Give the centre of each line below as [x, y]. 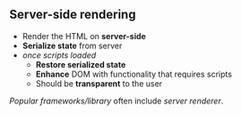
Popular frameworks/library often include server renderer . [116, 101]
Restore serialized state [81, 64]
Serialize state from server [72, 45]
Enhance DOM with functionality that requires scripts [134, 74]
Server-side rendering [73, 15]
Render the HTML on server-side [84, 36]
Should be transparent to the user [99, 83]
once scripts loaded [59, 55]
